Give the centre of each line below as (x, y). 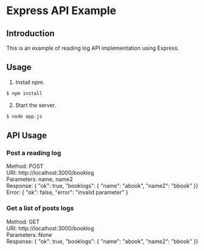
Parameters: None (29, 234)
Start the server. (36, 105)
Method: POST (25, 166)
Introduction (31, 33)
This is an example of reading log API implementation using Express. (93, 48)
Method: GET (23, 222)
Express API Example (61, 11)
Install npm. (30, 82)
